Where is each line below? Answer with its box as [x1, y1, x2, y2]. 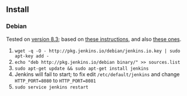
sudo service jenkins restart [14, 84, 89, 90]
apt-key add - [14, 53, 49, 59]
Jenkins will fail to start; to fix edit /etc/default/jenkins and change [14, 70, 180, 78]
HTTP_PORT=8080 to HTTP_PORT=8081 [14, 77, 96, 84]
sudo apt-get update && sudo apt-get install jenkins [14, 66, 149, 71]
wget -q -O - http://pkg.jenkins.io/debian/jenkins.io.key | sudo [14, 48, 181, 54]
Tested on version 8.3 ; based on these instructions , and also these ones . [6, 35, 182, 43]
